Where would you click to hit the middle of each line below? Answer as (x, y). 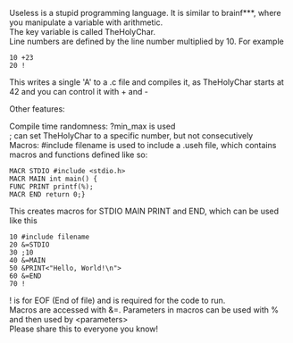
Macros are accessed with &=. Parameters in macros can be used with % (144, 310)
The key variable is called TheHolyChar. (83, 32)
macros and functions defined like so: (79, 155)
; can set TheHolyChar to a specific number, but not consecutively (131, 136)
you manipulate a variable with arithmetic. (86, 22)
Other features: (37, 109)
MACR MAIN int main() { (54, 179)
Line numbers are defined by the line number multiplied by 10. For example (146, 41)
